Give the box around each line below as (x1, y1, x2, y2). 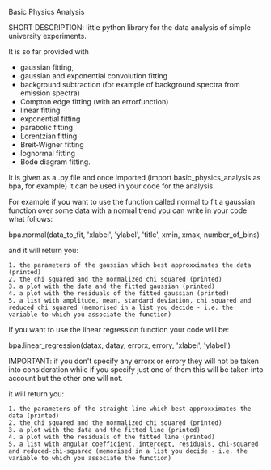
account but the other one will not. (8, 374, 123, 383)
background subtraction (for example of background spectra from (19, 80, 240, 89)
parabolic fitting (19, 123, 74, 132)
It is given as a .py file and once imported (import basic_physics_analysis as (8, 173, 261, 182)
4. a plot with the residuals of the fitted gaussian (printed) (8, 290, 230, 298)
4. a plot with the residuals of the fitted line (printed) (8, 433, 216, 441)
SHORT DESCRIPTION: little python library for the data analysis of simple (8, 23, 251, 32)
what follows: (8, 214, 53, 223)
